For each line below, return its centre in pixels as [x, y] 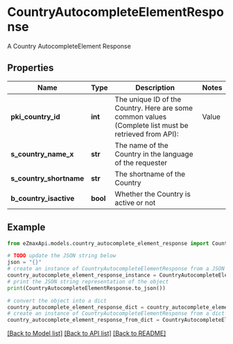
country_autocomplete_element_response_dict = [76, 307]
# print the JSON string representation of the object [88, 281]
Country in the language [154, 154]
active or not [135, 202]
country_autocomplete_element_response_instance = [82, 275]
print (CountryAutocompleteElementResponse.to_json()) [87, 288]
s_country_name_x [42, 154]
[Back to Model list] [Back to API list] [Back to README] [87, 334]
